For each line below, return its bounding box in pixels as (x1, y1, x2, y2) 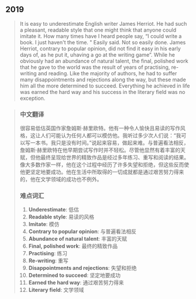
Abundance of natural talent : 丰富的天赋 (28, 235, 128, 242)
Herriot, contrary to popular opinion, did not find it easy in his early (19, 45, 181, 52)
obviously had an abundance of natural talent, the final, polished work (19, 57, 188, 64)
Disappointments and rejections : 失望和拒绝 (28, 265, 137, 272)
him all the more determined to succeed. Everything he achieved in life (19, 82, 190, 89)
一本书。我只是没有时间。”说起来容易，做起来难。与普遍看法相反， (30, 140, 189, 147)
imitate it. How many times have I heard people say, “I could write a (19, 32, 182, 40)
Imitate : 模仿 (28, 221, 60, 228)
